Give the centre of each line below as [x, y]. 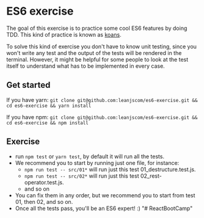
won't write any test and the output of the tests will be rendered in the [94, 53]
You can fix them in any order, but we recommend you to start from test [105, 195]
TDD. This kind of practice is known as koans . [64, 34]
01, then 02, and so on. [44, 202]
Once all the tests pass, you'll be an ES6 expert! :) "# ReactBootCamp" [104, 208]
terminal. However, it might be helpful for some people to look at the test [97, 59]
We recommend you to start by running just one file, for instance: [97, 162]
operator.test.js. [44, 182]
